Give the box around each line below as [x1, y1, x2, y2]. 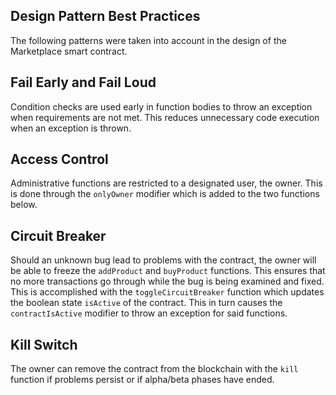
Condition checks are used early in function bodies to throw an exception [10, 100, 313, 113]
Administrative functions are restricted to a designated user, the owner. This [10, 177, 323, 189]
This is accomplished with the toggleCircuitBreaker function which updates [10, 286, 325, 298]
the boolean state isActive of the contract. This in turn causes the [10, 297, 283, 309]
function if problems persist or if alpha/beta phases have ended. [10, 374, 275, 386]
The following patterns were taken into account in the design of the [10, 34, 287, 46]
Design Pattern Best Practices [10, 8, 201, 25]
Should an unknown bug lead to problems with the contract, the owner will [10, 254, 317, 266]
